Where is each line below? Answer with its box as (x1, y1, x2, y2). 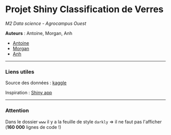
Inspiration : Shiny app (5, 90, 52, 96)
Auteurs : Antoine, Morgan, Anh (5, 30, 73, 36)
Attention (5, 107, 29, 114)
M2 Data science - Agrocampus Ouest (5, 20, 87, 26)
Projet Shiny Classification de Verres (5, 4, 164, 15)
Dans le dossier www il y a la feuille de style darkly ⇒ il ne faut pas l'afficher (5, 118, 162, 125)
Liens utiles (5, 68, 35, 75)
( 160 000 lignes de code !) (5, 124, 62, 130)
